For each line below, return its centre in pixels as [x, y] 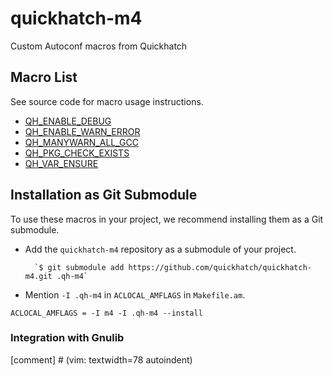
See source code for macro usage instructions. [107, 101]
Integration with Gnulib [67, 338]
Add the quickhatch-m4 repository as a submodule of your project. [160, 249]
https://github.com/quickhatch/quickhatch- [220, 267]
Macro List [44, 77]
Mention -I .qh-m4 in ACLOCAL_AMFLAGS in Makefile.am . [135, 294]
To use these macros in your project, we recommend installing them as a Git [167, 219]
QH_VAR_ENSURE [61, 163]
